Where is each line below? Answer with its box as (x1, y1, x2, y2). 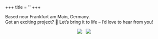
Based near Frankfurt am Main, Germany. (5, 14, 90, 19)
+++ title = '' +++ (5, 4, 41, 10)
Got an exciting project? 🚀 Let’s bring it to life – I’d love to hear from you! (5, 19, 153, 25)
